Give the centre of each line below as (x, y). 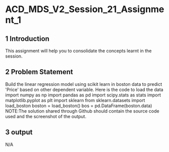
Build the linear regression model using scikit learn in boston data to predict (84, 84)
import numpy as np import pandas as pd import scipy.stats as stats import (83, 95)
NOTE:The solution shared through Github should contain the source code (82, 111)
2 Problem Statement (39, 72)
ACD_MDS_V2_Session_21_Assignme (85, 9)
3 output (19, 132)
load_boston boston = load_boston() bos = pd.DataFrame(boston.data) (79, 106)
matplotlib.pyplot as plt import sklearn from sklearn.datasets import (75, 100)
